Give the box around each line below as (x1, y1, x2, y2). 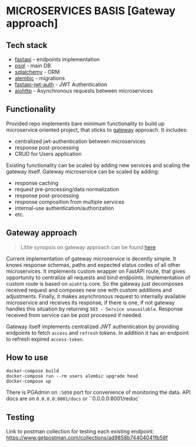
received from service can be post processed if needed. (6, 311, 143, 318)
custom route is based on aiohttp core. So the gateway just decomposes (6, 280, 184, 287)
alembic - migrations (14, 75, 65, 81)
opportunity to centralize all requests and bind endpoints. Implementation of (6, 273, 191, 281)
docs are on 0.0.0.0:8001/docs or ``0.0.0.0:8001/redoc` (6, 395, 140, 402)
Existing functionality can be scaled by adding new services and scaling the (6, 161, 190, 169)
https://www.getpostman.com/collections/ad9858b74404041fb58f (6, 434, 168, 441)
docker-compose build (6, 368, 59, 374)
